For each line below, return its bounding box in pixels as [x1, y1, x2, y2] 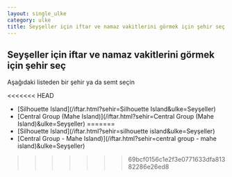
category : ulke [7, 17, 51, 24]
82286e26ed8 [128, 162, 169, 171]
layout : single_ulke [7, 10, 67, 17]
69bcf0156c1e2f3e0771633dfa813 [128, 155, 226, 164]
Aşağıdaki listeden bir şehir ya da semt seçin [7, 78, 135, 87]
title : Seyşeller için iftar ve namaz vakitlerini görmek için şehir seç [7, 23, 226, 30]
